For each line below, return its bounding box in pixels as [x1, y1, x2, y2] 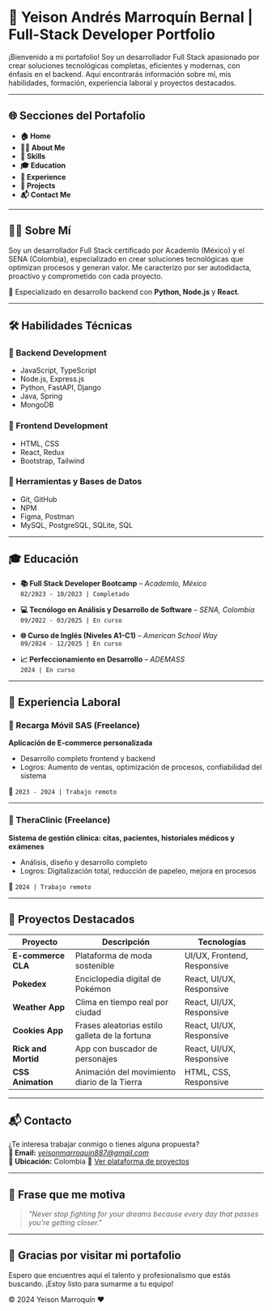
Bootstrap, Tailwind [19, 456, 85, 466]
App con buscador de [74, 1043, 158, 1054]
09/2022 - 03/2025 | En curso [19, 616, 123, 624]
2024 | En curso [19, 666, 75, 674]
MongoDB [19, 400, 54, 410]
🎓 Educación [8, 552, 79, 566]
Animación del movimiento [74, 1066, 176, 1078]
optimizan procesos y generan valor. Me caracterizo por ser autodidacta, [8, 262, 252, 272]
